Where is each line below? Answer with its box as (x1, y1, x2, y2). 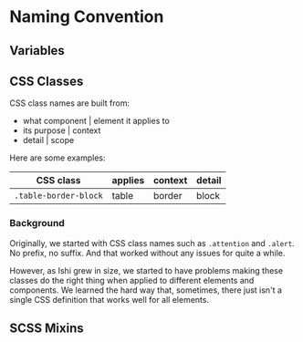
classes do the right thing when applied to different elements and (9, 275, 255, 285)
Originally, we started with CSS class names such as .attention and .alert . (9, 237, 295, 248)
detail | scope (22, 135, 75, 146)
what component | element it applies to (22, 116, 171, 127)
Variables (9, 43, 66, 58)
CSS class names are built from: (9, 98, 131, 109)
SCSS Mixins (9, 321, 84, 337)
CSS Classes (9, 73, 84, 88)
